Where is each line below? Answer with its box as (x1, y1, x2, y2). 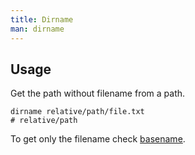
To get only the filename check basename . (10, 133, 186, 145)
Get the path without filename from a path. (10, 87, 186, 100)
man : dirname (10, 24, 65, 34)
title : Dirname (10, 14, 74, 25)
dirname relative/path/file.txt (10, 107, 145, 117)
